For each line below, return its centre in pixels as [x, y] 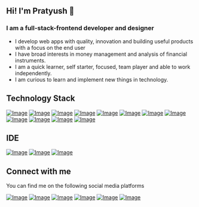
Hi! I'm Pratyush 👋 [40, 11]
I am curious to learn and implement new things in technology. [91, 79]
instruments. [30, 60]
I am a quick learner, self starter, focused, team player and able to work [102, 67]
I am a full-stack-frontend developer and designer [80, 28]
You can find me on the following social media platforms [75, 186]
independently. [33, 73]
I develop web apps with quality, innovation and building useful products [104, 41]
